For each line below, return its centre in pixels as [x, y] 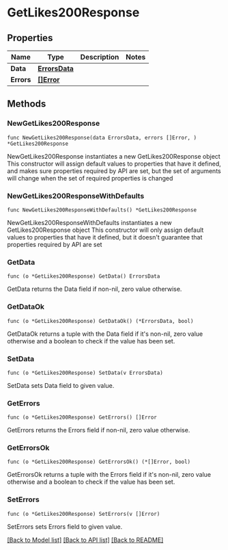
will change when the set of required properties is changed [90, 178]
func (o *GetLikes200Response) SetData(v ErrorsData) [85, 373]
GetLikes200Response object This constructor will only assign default [105, 230]
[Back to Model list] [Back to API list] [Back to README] [85, 540]
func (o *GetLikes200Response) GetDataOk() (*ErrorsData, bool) [100, 321]
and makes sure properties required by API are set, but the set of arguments [114, 171]
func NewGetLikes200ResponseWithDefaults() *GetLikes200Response [102, 210]
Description [100, 57]
